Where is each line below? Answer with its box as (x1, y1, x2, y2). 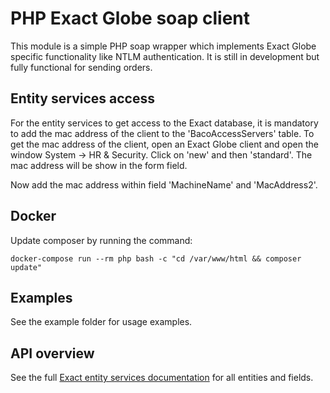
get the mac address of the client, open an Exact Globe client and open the (10, 138, 319, 150)
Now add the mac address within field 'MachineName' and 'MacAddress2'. (10, 178, 318, 191)
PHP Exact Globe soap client (10, 7, 251, 30)
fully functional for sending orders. (10, 61, 153, 73)
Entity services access (10, 90, 155, 107)
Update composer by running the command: (10, 234, 193, 246)
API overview (10, 345, 95, 362)
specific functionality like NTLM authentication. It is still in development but (10, 50, 320, 62)
